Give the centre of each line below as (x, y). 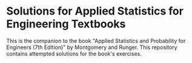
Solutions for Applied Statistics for (95, 11)
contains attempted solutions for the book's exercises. (74, 53)
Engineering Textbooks (66, 24)
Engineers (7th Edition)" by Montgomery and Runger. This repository (92, 47)
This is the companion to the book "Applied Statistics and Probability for (96, 41)
